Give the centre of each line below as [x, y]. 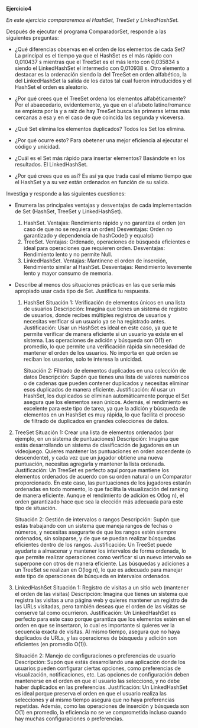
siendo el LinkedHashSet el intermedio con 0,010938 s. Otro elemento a [102, 68]
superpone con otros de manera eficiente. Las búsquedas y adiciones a [102, 563]
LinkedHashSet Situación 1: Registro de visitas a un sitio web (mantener [102, 588]
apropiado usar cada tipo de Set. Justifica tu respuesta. [82, 291]
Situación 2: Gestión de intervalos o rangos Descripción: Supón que [97, 519]
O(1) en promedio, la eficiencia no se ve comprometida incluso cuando [101, 712]
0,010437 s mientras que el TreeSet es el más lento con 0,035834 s [97, 62]
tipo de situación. [36, 508]
